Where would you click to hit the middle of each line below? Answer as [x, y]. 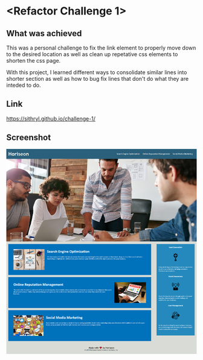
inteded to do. [24, 85]
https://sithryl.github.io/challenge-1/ [51, 118]
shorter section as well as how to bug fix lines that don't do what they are [98, 79]
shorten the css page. [34, 61]
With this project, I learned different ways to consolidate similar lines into [97, 72]
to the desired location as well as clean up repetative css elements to [92, 54]
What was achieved [44, 33]
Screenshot [29, 138]
